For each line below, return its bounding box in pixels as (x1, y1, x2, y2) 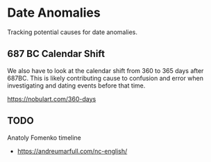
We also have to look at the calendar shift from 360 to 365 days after (7, 66, 204, 74)
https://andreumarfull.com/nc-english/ (17, 147, 128, 155)
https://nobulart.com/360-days (7, 95, 96, 103)
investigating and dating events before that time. (7, 81, 146, 90)
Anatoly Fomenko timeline (7, 133, 82, 142)
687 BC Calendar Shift (7, 48, 105, 60)
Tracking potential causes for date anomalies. (7, 28, 137, 36)
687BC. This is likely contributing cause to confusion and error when (7, 74, 203, 82)
